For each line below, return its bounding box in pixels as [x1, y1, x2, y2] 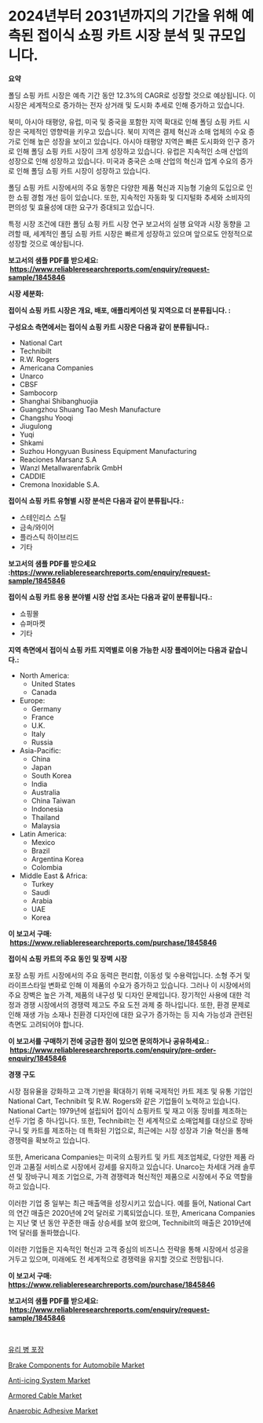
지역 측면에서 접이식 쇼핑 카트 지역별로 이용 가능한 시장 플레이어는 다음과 [8, 645, 228, 654]
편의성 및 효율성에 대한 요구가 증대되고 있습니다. [8, 202, 155, 212]
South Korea [31, 770, 72, 780]
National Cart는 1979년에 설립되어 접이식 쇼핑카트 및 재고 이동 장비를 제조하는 [8, 1106, 248, 1115]
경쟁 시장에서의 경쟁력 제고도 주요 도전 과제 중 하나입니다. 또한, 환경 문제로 [22, 1000, 251, 1009]
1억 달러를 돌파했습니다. [8, 1227, 81, 1237]
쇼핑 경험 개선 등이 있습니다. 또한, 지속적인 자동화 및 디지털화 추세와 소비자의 [16, 192, 251, 202]
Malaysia [31, 821, 60, 830]
